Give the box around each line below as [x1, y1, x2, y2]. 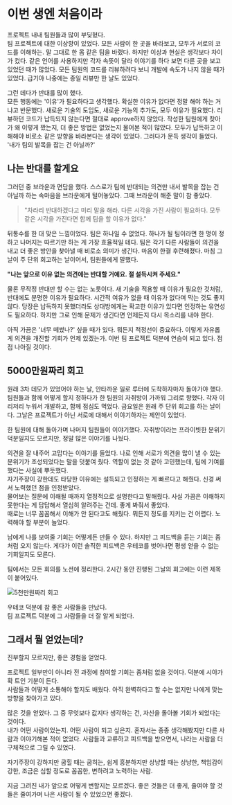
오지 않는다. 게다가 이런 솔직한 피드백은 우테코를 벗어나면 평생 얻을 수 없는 [19, 541, 220, 549]
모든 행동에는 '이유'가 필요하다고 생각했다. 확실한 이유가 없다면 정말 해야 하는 [7, 97, 214, 105]
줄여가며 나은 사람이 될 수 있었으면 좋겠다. [19, 790, 133, 799]
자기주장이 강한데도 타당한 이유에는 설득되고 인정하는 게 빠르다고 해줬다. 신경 [7, 475, 215, 483]
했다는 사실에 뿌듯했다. [7, 466, 69, 475]
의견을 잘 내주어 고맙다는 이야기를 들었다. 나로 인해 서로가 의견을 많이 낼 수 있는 [7, 448, 222, 457]
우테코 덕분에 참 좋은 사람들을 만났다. [7, 603, 107, 611]
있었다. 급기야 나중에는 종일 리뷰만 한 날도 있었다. [7, 73, 141, 82]
